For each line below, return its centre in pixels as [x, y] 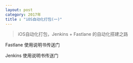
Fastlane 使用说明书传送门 [32, 45]
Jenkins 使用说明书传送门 [32, 55]
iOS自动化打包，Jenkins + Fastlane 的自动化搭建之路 [73, 34]
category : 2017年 [23, 15]
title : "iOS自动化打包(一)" [34, 19]
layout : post [19, 10]
